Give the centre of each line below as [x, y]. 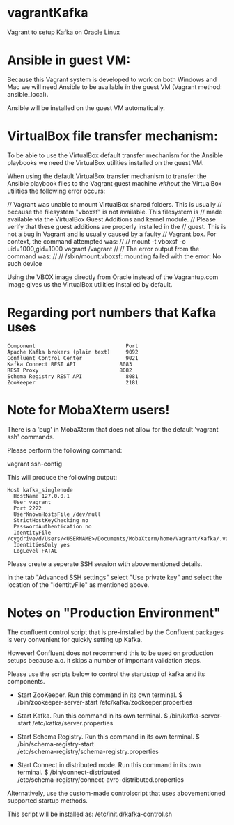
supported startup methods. [48, 800]
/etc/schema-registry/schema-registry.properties [88, 751]
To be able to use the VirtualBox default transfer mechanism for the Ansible [115, 155]
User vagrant [32, 502]
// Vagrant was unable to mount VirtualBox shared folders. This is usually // [115, 204]
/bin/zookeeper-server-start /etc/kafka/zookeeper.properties [105, 702]
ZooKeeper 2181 [73, 382]
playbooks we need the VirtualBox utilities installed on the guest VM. [106, 162]
